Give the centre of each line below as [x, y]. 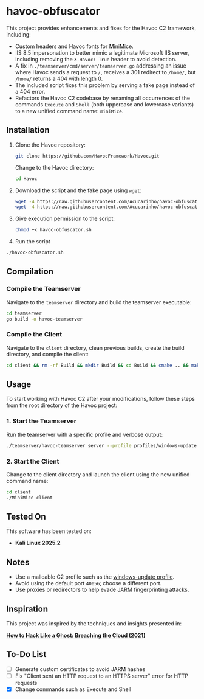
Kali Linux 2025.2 [38, 543]
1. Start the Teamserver [42, 421]
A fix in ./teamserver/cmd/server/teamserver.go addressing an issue [100, 66]
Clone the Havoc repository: [50, 145]
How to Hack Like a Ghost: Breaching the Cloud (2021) [76, 635]
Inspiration [27, 609]
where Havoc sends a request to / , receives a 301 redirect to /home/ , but [105, 72]
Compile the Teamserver [43, 289]
